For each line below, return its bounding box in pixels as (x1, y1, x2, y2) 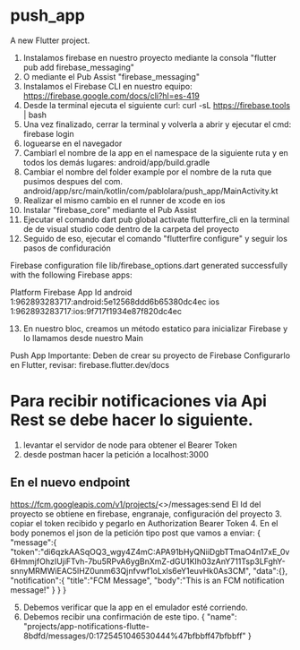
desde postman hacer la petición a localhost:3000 (22, 449, 210, 459)
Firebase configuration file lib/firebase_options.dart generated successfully (10, 260, 288, 270)
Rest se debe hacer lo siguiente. (10, 410, 253, 431)
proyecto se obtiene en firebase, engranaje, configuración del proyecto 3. (10, 508, 283, 519)
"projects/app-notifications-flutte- (22, 620, 150, 631)
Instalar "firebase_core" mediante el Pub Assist (22, 204, 197, 215)
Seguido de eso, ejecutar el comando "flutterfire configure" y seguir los (22, 233, 287, 244)
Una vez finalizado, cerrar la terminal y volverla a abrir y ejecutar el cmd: (22, 118, 292, 130)
